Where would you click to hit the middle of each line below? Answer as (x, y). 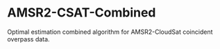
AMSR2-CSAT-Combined (82, 13)
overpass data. (28, 39)
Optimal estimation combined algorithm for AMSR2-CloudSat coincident (110, 32)
